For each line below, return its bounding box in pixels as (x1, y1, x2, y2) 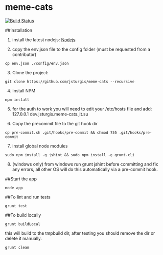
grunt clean (5, 245, 29, 250)
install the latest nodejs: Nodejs (12, 36, 76, 43)
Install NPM (12, 87, 36, 93)
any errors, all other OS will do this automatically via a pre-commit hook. (12, 166, 158, 172)
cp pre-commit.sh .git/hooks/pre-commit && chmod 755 (5, 130, 117, 135)
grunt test (5, 203, 27, 208)
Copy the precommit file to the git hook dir (12, 120, 98, 126)
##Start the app (5, 176, 37, 182)
